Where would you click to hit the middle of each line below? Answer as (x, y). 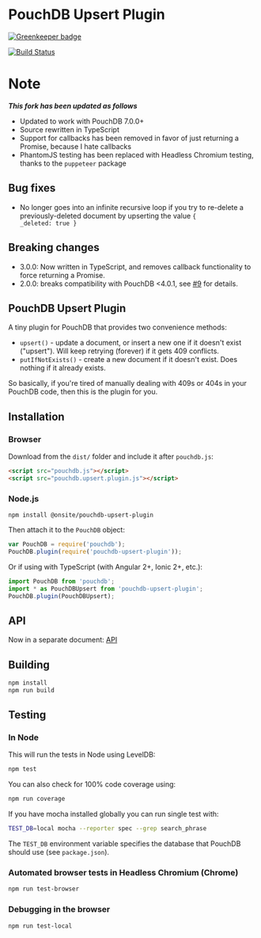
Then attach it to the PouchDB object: (66, 530)
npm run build (32, 690)
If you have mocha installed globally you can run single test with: (113, 814)
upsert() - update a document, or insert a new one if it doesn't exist (130, 343)
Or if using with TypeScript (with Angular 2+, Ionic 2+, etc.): (106, 566)
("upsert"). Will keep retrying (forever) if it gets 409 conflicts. (119, 351)
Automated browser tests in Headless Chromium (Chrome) (123, 873)
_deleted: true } (48, 223)
